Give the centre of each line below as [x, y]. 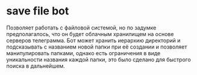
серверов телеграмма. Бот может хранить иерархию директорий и [93, 40]
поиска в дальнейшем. [36, 66]
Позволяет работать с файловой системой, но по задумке [81, 28]
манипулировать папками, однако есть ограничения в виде [83, 53]
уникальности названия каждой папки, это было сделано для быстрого [98, 59]
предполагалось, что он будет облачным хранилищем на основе [90, 34]
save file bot [38, 11]
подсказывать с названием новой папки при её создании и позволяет [97, 47]
